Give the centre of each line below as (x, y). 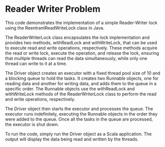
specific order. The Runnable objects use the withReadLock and (70, 88)
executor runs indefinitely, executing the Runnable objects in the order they (81, 114)
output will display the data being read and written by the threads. (72, 139)
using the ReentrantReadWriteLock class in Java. (55, 28)
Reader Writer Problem (53, 9)
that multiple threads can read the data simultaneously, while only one (76, 58)
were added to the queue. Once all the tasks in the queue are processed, (79, 119)
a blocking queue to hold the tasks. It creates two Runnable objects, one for (82, 78)
